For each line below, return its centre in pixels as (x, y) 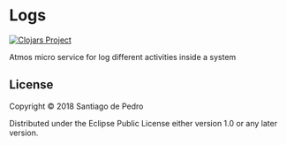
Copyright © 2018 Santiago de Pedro (76, 106)
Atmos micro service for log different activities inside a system (123, 57)
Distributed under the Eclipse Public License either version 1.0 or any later (143, 123)
